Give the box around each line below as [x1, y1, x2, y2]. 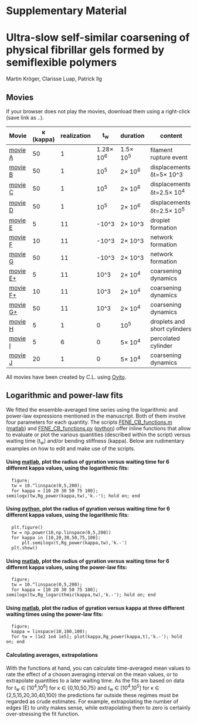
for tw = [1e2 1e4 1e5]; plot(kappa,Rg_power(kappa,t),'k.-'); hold [11, 634, 182, 640]
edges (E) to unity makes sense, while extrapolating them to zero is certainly [6, 704, 191, 711]
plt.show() [11, 545, 38, 551]
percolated [150, 334, 181, 342]
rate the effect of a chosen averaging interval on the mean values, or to [6, 670, 178, 678]
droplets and [150, 317, 185, 325]
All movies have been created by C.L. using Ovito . [6, 374, 127, 381]
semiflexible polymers [6, 56, 117, 69]
